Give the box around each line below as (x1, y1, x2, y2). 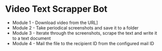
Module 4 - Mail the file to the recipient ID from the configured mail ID (12, 40, 155, 46)
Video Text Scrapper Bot (5, 3, 108, 15)
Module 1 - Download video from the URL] (12, 20, 98, 25)
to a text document (12, 35, 51, 41)
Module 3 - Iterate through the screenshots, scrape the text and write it (12, 30, 157, 36)
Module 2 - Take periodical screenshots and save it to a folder (12, 25, 139, 30)
